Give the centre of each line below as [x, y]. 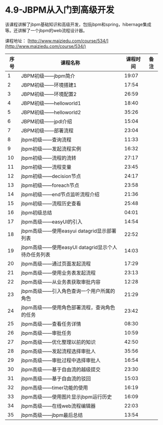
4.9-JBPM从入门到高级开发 [60, 10]
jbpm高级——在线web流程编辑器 [58, 406]
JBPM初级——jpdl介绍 [47, 121]
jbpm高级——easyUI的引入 [52, 222]
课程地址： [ [17, 41]
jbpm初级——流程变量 [46, 167]
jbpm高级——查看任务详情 [51, 324]
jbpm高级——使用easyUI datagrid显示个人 [69, 247]
